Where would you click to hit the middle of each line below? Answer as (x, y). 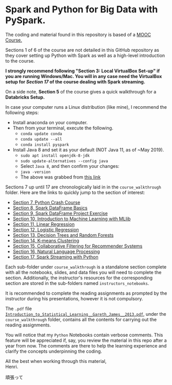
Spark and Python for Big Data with (82, 9)
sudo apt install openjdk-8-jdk (55, 156)
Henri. (12, 367)
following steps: (22, 112)
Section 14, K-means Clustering (46, 240)
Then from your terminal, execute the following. (63, 128)
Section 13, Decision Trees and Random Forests (63, 235)
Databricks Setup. (25, 97)
